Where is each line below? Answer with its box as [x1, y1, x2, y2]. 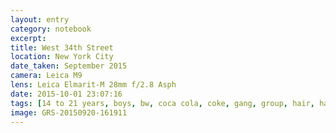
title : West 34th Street [10, 42, 114, 53]
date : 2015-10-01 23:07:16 [10, 89, 123, 99]
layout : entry [10, 14, 70, 25]
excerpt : [10, 33, 47, 43]
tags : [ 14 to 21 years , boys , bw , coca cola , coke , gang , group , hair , [10, 98, 315, 108]
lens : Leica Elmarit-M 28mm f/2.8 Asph [10, 80, 177, 90]
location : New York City [10, 52, 114, 62]
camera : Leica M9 [10, 71, 83, 81]
